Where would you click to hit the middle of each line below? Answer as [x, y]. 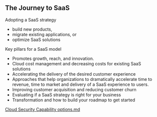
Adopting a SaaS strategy [31, 19]
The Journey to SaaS [37, 8]
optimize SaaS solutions [36, 39]
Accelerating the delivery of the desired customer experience [74, 74]
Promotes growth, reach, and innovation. [53, 58]
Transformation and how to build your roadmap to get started [74, 100]
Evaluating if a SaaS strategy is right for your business [66, 95]
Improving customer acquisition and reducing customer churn [74, 89]
